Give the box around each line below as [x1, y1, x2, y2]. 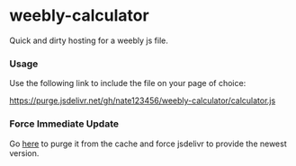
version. [9, 147, 40, 158]
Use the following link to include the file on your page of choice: [9, 78, 247, 89]
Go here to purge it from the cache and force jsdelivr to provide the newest [9, 138, 287, 149]
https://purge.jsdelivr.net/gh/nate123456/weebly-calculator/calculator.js [9, 95, 276, 106]
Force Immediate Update [9, 118, 120, 130]
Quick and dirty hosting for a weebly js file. [9, 35, 168, 46]
